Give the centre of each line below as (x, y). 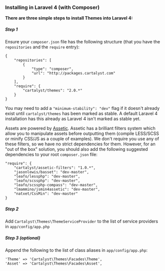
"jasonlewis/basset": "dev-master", (52, 172)
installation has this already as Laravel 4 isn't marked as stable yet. (73, 119)
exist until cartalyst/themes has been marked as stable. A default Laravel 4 (81, 114)
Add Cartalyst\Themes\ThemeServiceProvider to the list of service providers (82, 221)
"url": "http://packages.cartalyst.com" (73, 73)
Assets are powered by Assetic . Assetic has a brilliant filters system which (81, 128)
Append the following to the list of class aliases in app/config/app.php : (76, 250)
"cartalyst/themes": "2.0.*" (53, 91)
